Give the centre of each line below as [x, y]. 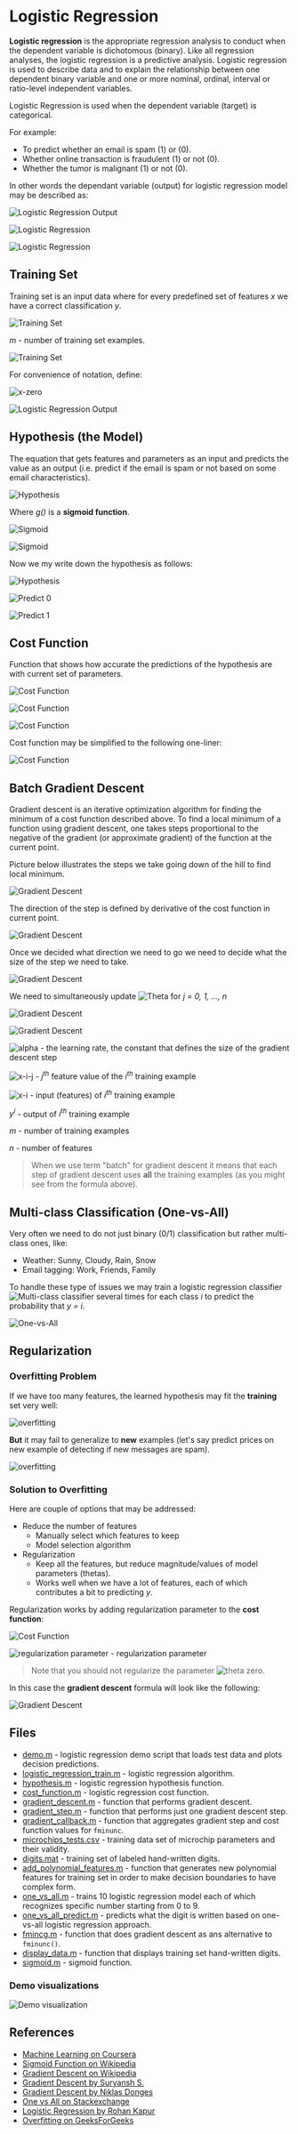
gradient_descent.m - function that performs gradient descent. [137, 1801]
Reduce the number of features [80, 1526]
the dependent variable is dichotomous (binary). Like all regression [132, 50]
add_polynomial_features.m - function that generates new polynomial [149, 1868]
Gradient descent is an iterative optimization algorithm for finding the [135, 809]
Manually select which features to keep [107, 1535]
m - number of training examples [69, 1131]
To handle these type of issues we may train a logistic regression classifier [146, 1286]
